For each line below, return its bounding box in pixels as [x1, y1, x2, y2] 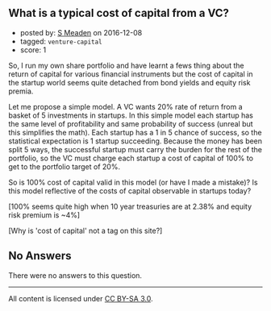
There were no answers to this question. [8, 270, 143, 280]
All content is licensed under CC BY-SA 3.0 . [8, 293, 153, 303]
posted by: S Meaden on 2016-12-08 [19, 27, 143, 37]
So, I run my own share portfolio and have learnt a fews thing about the [8, 60, 244, 70]
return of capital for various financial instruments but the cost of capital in [8, 68, 253, 79]
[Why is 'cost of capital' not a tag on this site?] [8, 226, 163, 235]
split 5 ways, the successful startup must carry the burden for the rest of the [8, 144, 262, 154]
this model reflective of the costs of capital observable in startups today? [8, 185, 252, 196]
